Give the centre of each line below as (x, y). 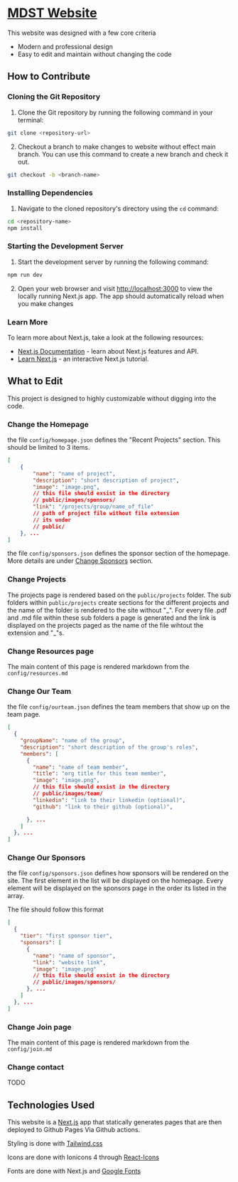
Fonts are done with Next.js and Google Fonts (74, 1171)
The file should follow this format (56, 909)
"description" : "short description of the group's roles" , (109, 747)
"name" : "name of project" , (74, 474)
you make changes (45, 303)
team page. (24, 714)
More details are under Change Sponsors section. (80, 561)
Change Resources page (51, 651)
